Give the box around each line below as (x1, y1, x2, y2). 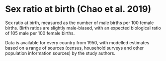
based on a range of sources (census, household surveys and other (5, 45, 144, 51)
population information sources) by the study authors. (5, 50, 116, 56)
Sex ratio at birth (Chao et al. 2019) (5, 3, 152, 15)
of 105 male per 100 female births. (5, 30, 75, 36)
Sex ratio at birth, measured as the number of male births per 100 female (5, 20, 154, 26)
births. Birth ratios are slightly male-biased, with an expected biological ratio (5, 25, 162, 30)
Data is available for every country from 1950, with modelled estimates (5, 39, 150, 45)
